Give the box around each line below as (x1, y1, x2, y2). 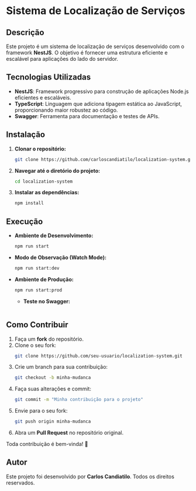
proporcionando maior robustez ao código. (14, 107, 118, 114)
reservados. (6, 479, 35, 486)
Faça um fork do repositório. (14, 335, 84, 342)
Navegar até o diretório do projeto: (14, 167, 101, 174)
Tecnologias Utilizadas (6, 72, 91, 83)
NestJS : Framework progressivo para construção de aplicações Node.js (14, 88, 189, 95)
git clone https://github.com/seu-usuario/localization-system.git (14, 353, 183, 359)
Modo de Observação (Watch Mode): (14, 253, 107, 261)
